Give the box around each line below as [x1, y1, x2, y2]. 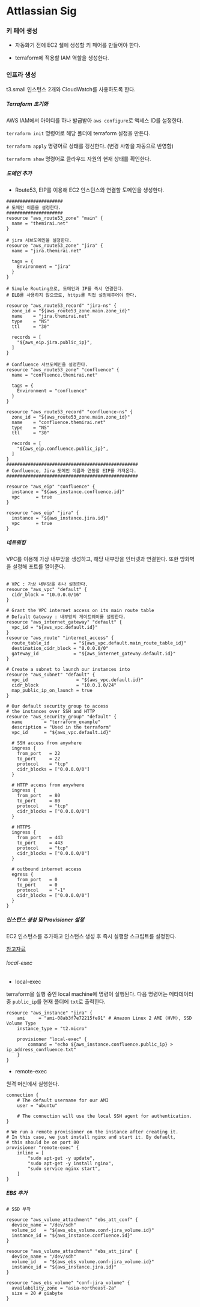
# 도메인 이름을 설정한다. [6, 204, 61, 211]
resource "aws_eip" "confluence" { [6, 484, 95, 490]
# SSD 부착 [6, 1206, 31, 1212]
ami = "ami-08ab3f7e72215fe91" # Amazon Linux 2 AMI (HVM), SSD [17, 1015, 192, 1021]
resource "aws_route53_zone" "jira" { [6, 242, 103, 249]
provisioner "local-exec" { [17, 1036, 87, 1042]
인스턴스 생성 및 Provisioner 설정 [6, 916, 85, 923]
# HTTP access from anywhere [11, 782, 85, 788]
